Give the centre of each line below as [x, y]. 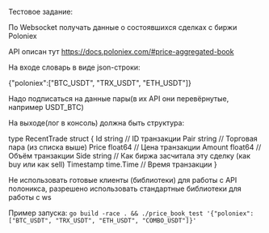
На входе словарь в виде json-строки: [74, 67]
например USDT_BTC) [46, 107]
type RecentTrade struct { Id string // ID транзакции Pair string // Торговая [133, 138]
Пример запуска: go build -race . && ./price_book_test [106, 213]
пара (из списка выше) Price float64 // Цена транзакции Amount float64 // [135, 147]
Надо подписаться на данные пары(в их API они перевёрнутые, [119, 99]
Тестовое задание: [41, 12]
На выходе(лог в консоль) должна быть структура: [96, 123]
